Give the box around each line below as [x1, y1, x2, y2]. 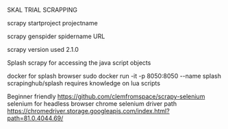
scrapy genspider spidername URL [7, 32, 105, 40]
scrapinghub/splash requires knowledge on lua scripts [7, 79, 161, 87]
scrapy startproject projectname [7, 19, 98, 27]
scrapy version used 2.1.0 [7, 46, 79, 53]
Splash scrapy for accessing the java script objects [7, 59, 151, 67]
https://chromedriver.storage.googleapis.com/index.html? [7, 107, 170, 115]
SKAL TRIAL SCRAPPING [7, 6, 77, 14]
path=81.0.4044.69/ [7, 114, 64, 122]
